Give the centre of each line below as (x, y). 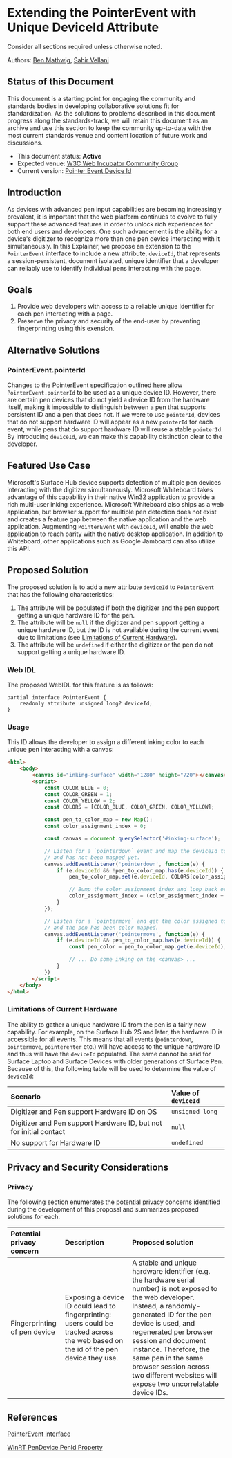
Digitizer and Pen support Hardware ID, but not (86, 1123)
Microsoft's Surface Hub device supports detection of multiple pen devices (114, 482)
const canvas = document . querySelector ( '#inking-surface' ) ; (132, 839)
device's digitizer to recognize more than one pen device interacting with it (114, 238)
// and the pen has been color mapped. (101, 928)
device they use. (91, 1358)
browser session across (171, 1367)
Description (85, 1243)
